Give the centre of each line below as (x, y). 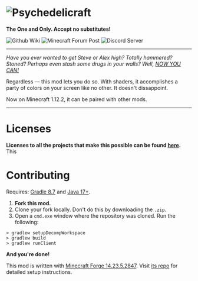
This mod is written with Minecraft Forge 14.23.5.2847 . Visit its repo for (92, 266)
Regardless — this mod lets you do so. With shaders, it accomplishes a (92, 81)
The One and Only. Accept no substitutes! (58, 29)
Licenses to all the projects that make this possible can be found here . (93, 145)
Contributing (38, 175)
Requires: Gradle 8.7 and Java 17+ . (48, 192)
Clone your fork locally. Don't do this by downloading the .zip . (90, 209)
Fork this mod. (33, 203)
